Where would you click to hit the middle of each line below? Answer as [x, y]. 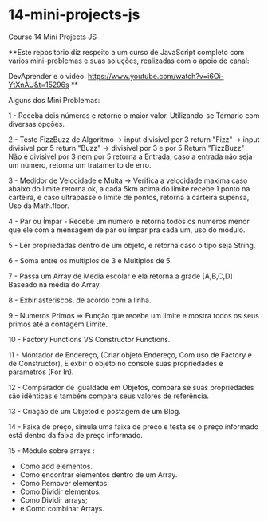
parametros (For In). [41, 372]
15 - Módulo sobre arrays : [51, 450]
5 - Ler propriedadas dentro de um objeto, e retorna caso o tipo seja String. [132, 245]
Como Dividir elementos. [60, 491]
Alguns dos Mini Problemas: [54, 100]
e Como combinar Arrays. [62, 508]
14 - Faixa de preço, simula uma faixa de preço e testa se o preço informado [134, 426]
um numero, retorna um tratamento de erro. [80, 164]
